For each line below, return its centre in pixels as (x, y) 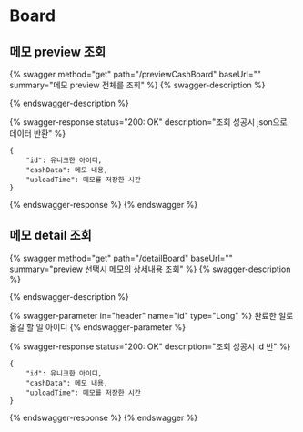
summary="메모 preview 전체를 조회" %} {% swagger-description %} (137, 85)
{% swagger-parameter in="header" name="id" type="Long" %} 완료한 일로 (151, 315)
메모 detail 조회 (51, 236)
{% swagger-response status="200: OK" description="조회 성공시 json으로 (149, 122)
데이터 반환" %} (38, 134)
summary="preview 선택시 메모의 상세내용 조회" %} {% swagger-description (150, 269)
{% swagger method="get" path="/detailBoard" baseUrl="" (121, 258)
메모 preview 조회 (58, 51)
